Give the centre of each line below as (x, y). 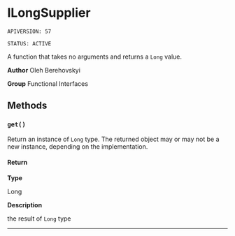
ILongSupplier (49, 13)
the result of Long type (39, 219)
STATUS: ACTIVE (29, 43)
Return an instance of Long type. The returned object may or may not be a (113, 139)
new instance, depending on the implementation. (78, 146)
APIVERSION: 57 (29, 31)
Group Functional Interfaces (48, 83)
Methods (27, 106)
